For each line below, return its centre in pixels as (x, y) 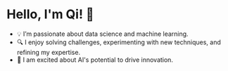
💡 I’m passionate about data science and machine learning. (102, 34)
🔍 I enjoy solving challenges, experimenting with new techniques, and (119, 42)
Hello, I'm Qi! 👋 (50, 14)
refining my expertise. (49, 52)
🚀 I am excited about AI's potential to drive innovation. (95, 60)
